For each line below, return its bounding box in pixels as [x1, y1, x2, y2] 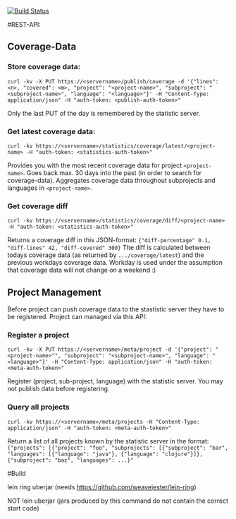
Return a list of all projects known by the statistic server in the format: [7, 436, 209, 445]
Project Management [7, 286, 101, 298]
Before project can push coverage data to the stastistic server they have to [7, 305, 225, 314]
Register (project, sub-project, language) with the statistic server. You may [7, 377, 223, 386]
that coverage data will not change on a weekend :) [7, 266, 156, 275]
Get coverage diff [7, 201, 68, 211]
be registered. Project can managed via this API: [7, 313, 147, 321]
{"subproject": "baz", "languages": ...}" [7, 456, 134, 464]
